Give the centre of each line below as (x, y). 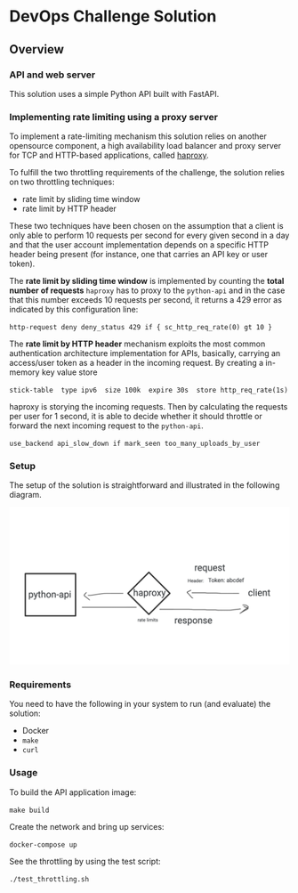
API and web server (52, 75)
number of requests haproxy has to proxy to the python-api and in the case (147, 290)
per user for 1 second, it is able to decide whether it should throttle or (136, 417)
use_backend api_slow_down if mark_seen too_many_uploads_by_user (135, 444)
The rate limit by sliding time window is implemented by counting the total (147, 281)
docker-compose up (43, 844)
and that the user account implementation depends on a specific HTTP (139, 245)
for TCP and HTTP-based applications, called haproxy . (109, 155)
